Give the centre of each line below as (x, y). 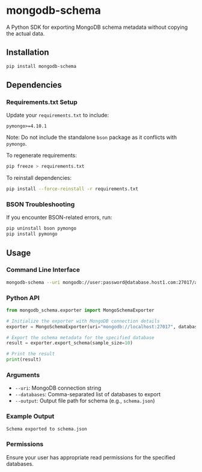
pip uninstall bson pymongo (41, 228)
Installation (28, 53)
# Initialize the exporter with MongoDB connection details (83, 321)
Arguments (23, 375)
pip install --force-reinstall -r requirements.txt (72, 189)
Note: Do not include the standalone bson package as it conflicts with (92, 137)
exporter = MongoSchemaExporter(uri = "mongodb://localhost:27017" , (91, 326)
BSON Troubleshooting (41, 204)
